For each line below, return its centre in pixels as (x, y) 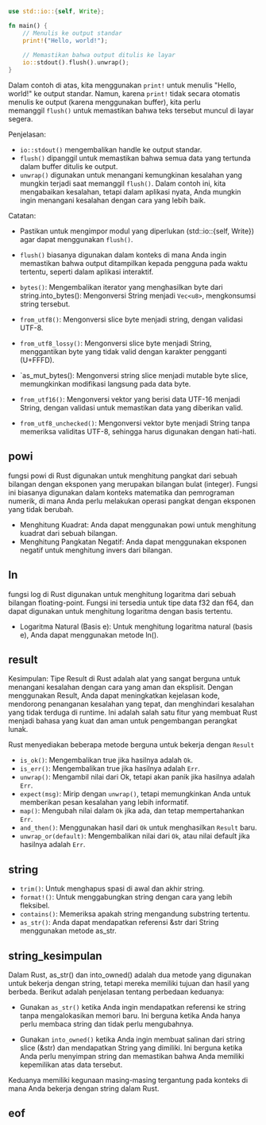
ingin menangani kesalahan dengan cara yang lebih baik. (113, 200)
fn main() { (28, 25)
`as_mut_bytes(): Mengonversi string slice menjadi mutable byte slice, (134, 376)
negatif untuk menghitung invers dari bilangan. (96, 550)
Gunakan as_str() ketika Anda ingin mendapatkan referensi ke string (133, 1007)
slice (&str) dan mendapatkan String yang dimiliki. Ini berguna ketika (131, 1048)
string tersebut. (45, 304)
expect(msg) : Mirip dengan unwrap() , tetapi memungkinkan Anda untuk (135, 794)
